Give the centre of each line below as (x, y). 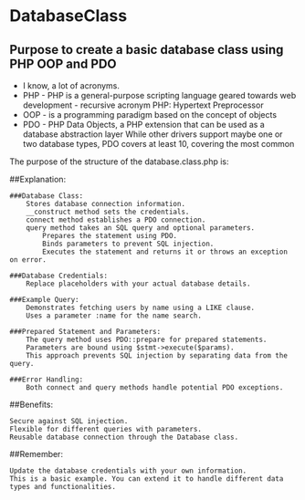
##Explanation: (38, 179)
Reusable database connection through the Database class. (124, 437)
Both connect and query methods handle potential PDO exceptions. (155, 388)
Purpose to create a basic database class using (147, 50)
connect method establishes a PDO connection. (116, 220)
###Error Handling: (47, 380)
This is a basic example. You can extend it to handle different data (147, 479)
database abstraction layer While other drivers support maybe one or (152, 134)
